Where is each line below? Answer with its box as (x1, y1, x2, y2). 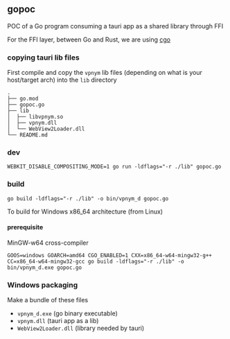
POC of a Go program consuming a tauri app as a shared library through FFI (7, 21, 224, 30)
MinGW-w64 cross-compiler (7, 238, 89, 247)
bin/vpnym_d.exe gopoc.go (7, 264, 82, 271)
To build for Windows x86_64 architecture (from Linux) (7, 207, 163, 216)
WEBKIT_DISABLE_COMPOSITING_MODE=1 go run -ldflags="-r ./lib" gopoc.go (7, 164, 222, 171)
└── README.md (7, 132, 48, 139)
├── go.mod (7, 95, 39, 103)
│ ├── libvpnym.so (7, 114, 64, 121)
